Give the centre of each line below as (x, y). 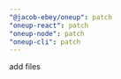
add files (25, 67)
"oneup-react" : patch (49, 25)
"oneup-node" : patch (47, 33)
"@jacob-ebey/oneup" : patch (61, 17)
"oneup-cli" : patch (45, 42)
